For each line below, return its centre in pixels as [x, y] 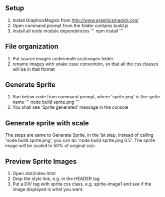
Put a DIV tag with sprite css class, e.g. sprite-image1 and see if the [82, 184]
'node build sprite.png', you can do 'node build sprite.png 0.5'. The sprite [80, 140]
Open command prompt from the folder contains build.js [70, 25]
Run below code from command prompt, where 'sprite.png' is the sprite [86, 97]
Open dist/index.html [34, 174]
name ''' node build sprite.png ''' [46, 102]
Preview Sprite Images [41, 161]
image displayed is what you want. [48, 190]
